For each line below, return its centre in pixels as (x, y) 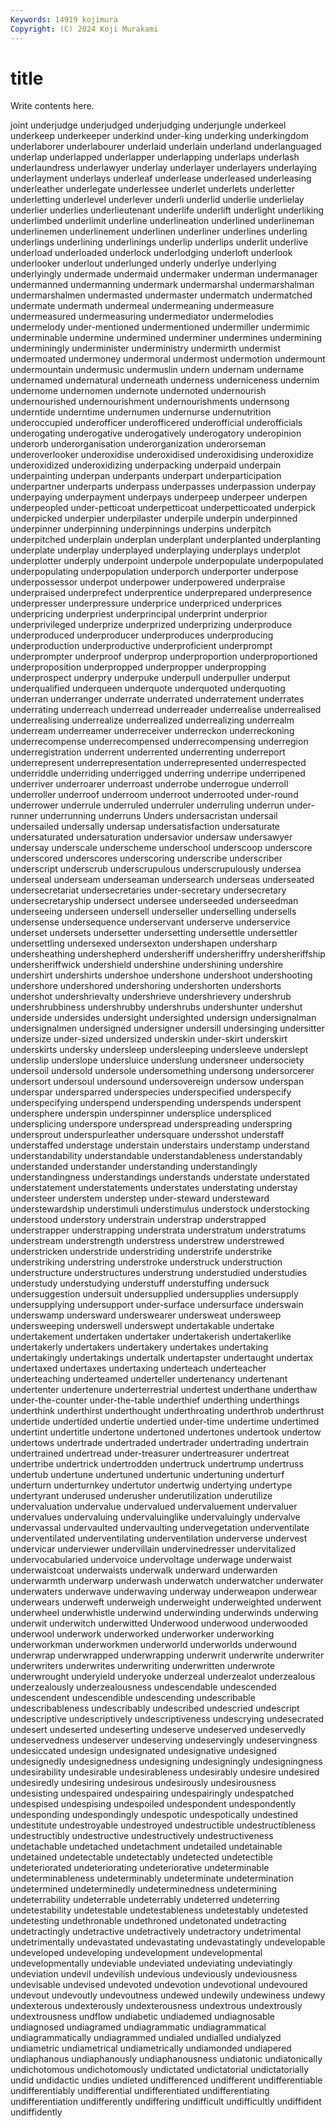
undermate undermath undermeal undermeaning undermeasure (142, 306)
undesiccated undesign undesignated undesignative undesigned (144, 1751)
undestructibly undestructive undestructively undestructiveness (142, 1836)
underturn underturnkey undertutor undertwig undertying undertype (151, 1485)
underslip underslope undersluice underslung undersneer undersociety (157, 1060)
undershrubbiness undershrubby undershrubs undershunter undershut (156, 1007)
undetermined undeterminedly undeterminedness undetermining (144, 1889)
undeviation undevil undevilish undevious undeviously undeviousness (154, 1974)
